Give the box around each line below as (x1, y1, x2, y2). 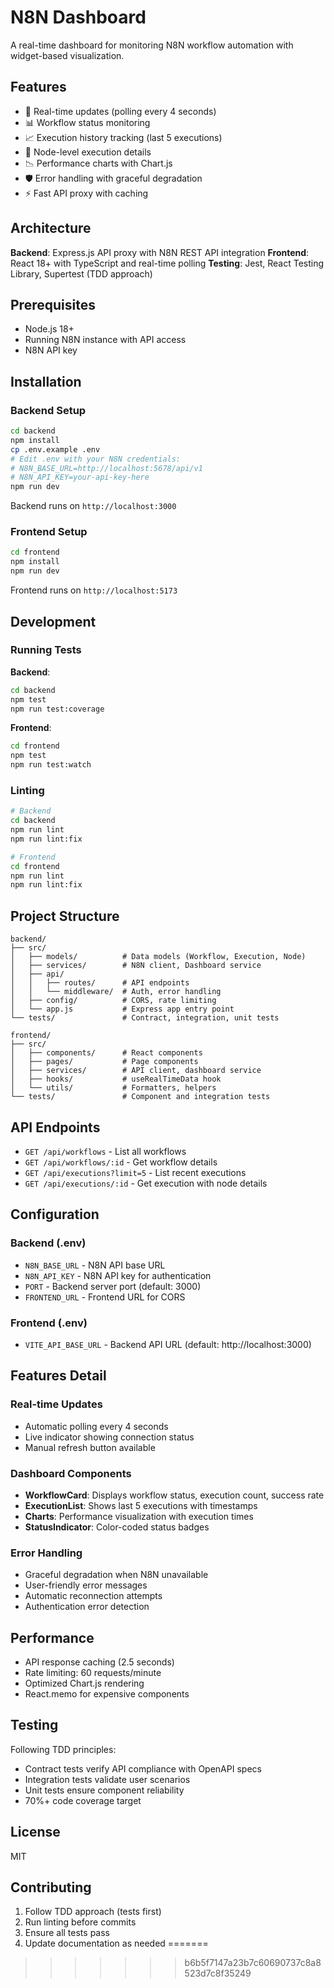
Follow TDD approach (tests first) (24, 1906, 162, 1918)
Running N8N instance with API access (24, 334, 187, 346)
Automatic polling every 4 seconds (24, 1420, 169, 1432)
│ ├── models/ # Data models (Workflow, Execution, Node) (10, 952, 307, 962)
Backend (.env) (10, 1236, 87, 1250)
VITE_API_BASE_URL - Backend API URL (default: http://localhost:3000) (24, 1338, 312, 1350)
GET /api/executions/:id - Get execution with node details (24, 1177, 268, 1189)
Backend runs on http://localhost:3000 (10, 500, 177, 512)
